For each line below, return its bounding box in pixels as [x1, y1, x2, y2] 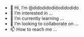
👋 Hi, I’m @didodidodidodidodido [10, 5, 79, 10]
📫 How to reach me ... [10, 26, 57, 32]
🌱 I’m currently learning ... [10, 15, 64, 21]
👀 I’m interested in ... [10, 10, 53, 16]
